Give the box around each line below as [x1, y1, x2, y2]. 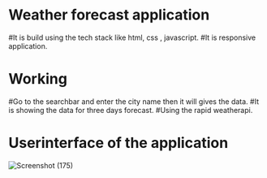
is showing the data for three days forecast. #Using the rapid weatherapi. [8, 105, 253, 115]
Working [8, 70, 67, 89]
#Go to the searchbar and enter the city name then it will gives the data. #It [8, 96, 260, 106]
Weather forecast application [8, 6, 210, 24]
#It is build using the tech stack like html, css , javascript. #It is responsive [8, 33, 256, 42]
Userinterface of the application [8, 134, 229, 152]
